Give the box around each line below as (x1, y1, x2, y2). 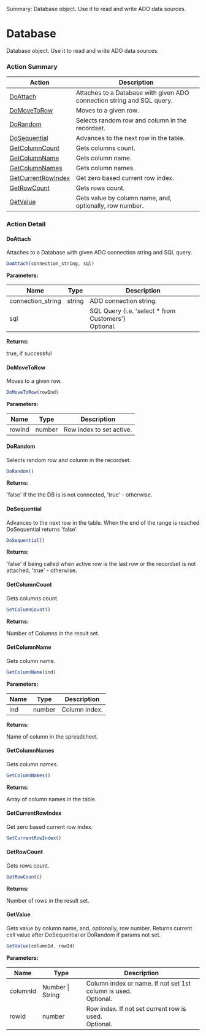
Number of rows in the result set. (6, 897, 90, 904)
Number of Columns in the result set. (6, 629, 100, 637)
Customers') (90, 315, 126, 323)
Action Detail (6, 220, 46, 229)
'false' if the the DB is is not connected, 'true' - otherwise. (6, 491, 153, 498)
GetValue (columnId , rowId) (6, 943, 75, 949)
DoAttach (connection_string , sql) (6, 261, 95, 267)
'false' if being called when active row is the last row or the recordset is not (6, 560, 196, 568)
